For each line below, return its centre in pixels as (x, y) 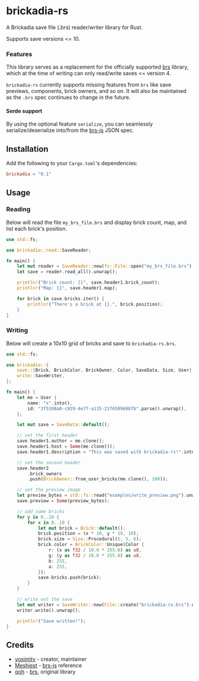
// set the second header (49, 462)
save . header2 (33, 468)
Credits (20, 645)
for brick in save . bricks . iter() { (61, 298)
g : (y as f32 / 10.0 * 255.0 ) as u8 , (95, 555)
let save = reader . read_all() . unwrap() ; (67, 272)
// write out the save (45, 599)
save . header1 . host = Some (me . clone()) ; (66, 446)
